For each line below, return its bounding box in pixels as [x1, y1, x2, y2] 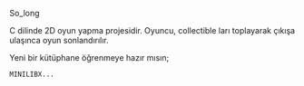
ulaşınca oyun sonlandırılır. [9, 35, 109, 45]
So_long [9, 8, 40, 18]
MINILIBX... [9, 70, 54, 79]
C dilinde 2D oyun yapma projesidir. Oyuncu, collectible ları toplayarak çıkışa [9, 25, 296, 35]
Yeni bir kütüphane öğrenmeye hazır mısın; [9, 53, 170, 62]
